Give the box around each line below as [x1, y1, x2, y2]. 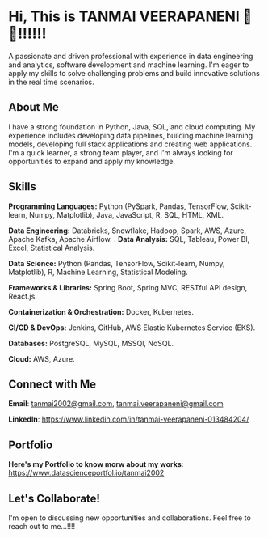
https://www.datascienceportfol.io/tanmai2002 [8, 468, 165, 478]
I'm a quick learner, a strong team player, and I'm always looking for [8, 147, 234, 157]
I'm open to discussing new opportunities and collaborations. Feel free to [8, 513, 252, 523]
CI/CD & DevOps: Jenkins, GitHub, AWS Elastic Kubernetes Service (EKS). [8, 323, 256, 333]
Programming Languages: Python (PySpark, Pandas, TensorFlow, [8, 201, 228, 211]
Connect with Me [8, 377, 97, 391]
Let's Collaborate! [8, 491, 101, 505]
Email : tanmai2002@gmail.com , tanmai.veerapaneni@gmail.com [8, 399, 224, 409]
